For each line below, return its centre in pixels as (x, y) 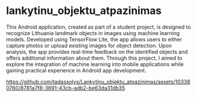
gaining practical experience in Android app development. (76, 70)
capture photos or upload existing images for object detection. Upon (89, 46)
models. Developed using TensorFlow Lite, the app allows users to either (94, 39)
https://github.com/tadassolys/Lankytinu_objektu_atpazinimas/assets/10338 (98, 82)
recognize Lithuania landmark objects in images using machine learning (93, 33)
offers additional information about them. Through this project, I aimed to (94, 58)
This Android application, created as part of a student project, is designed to (98, 27)
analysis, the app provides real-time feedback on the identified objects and (97, 51)
